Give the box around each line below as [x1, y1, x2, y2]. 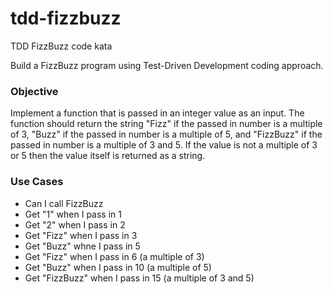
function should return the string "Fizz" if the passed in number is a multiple [10, 118, 323, 130]
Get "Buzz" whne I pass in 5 [24, 240, 141, 252]
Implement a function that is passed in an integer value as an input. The [10, 107, 305, 119]
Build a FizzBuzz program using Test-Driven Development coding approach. [10, 59, 324, 71]
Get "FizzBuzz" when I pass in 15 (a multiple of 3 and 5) [24, 272, 255, 284]
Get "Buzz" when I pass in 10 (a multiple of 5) [24, 261, 212, 273]
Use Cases [10, 175, 64, 189]
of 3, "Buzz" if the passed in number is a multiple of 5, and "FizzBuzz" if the [10, 128, 323, 141]
